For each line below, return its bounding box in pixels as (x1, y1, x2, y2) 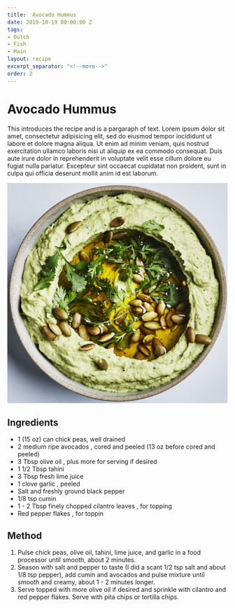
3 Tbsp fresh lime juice (17, 472, 84, 481)
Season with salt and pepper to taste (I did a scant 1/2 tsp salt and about (17, 563, 226, 572)
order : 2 (7, 70, 33, 77)
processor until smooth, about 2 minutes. (17, 556, 136, 564)
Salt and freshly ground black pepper (17, 487, 125, 495)
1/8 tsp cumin (17, 495, 57, 503)
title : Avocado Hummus (7, 11, 77, 18)
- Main (7, 48, 27, 55)
